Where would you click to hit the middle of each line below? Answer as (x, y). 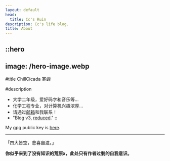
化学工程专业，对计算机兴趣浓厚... (48, 106)
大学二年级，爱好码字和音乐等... (46, 99)
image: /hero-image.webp (47, 66)
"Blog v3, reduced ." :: (35, 118)
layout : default (22, 10)
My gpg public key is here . (33, 128)
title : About (19, 29)
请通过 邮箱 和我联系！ (35, 112)
